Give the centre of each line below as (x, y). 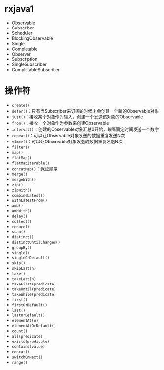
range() (19, 362)
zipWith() (22, 190)
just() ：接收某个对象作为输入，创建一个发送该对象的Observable (77, 117)
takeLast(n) (24, 279)
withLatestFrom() (29, 200)
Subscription (25, 59)
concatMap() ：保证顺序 (35, 169)
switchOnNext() (27, 357)
